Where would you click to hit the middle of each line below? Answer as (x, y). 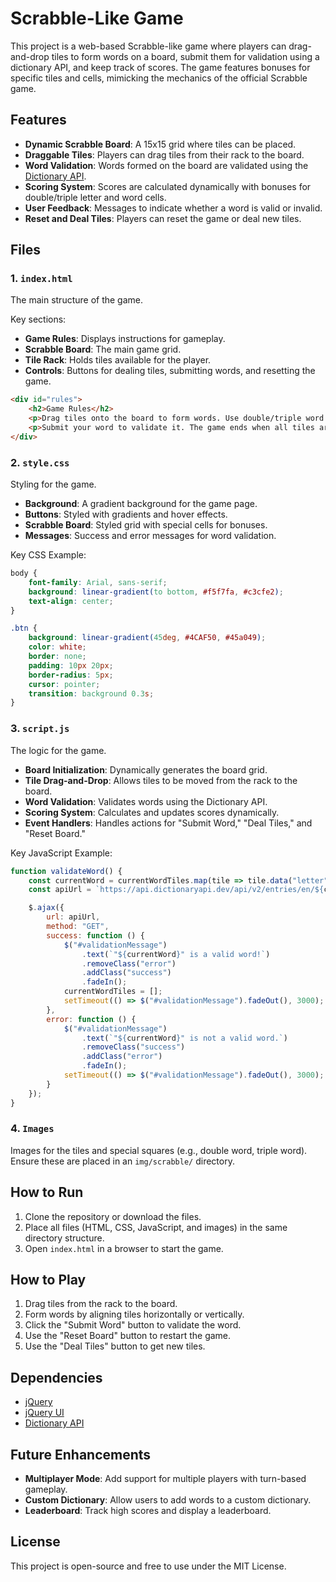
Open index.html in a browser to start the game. (124, 1248)
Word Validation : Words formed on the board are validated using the (166, 165)
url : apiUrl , (73, 917)
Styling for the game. (53, 484)
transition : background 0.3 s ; (91, 693)
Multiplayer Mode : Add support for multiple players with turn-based (165, 1479)
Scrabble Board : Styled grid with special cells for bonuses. (146, 525)
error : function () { (91, 1019)
